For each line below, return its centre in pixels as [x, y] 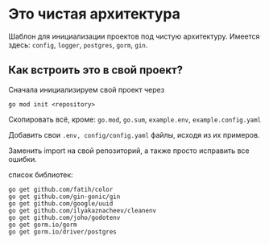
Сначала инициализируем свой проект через [87, 89]
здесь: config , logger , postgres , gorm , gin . [78, 44]
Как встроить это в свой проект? [96, 70]
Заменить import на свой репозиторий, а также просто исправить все [129, 151]
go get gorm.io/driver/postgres [62, 232]
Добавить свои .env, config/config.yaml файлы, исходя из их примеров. [134, 134]
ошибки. [23, 159]
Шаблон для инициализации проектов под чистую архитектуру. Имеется [134, 36]
